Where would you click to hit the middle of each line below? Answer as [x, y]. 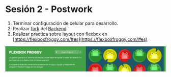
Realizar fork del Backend [40, 28]
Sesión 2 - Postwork [49, 9]
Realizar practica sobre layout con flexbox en [60, 34]
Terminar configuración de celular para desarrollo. [65, 23]
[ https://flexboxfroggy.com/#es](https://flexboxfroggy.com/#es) [80, 39]
